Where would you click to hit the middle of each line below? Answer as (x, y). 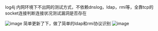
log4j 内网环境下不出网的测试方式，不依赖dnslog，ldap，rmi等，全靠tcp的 (79, 7)
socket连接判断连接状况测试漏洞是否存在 (46, 13)
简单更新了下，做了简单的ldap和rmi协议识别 (67, 23)
